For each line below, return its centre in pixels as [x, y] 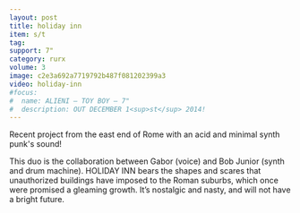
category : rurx [38, 59]
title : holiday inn [46, 26]
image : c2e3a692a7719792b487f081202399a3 [88, 76]
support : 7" [31, 51]
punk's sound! [36, 144]
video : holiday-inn [46, 84]
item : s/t [28, 34]
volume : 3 [28, 68]
